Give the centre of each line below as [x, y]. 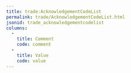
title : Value [33, 55]
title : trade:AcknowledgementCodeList [54, 11]
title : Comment [35, 39]
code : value [31, 61]
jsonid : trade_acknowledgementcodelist [55, 22]
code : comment [34, 45]
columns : [17, 28]
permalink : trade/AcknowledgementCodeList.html [66, 17]
